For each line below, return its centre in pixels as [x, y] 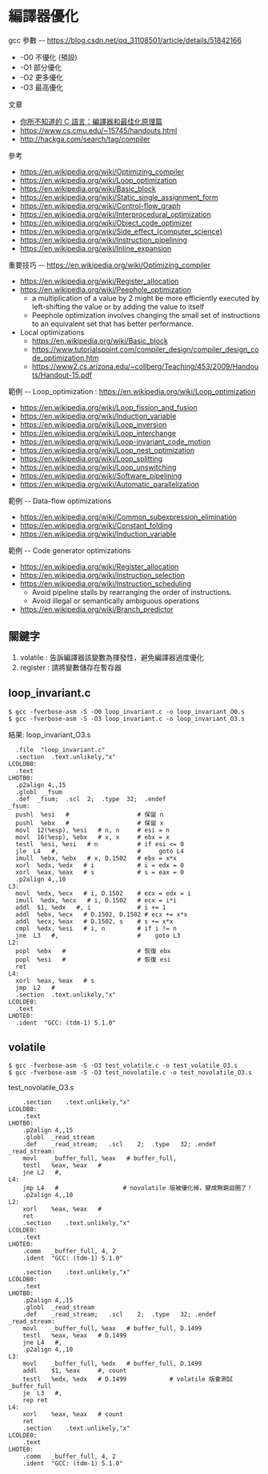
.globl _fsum [39, 792]
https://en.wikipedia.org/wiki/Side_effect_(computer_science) [121, 231]
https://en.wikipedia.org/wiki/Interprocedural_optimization [116, 214]
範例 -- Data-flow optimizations [60, 501]
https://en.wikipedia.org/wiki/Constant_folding [96, 525]
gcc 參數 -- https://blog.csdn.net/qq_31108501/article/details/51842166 [125, 40]
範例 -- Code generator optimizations [70, 550]
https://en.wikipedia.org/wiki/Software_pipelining [101, 475]
